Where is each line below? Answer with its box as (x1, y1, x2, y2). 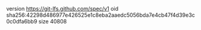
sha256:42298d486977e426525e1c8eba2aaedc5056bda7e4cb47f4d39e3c (6, 11, 195, 19)
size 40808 (38, 18, 67, 25)
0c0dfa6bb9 (6, 18, 37, 25)
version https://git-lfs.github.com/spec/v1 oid (6, 5, 119, 12)
